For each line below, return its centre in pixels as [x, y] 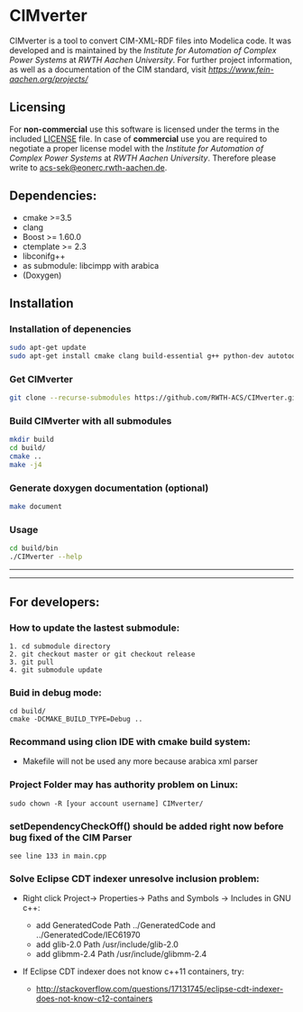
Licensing [37, 108]
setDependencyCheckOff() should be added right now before [147, 826]
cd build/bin [34, 548]
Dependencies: [53, 196]
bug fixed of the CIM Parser [71, 837]
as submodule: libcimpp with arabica [91, 265]
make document [36, 507]
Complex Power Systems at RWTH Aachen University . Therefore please [143, 158]
